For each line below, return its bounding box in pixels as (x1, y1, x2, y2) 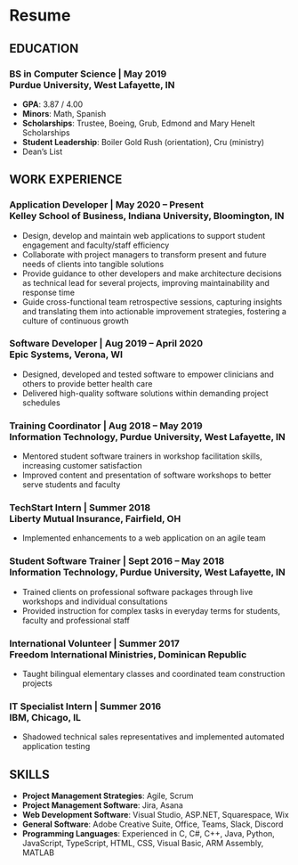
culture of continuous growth (21, 315, 129, 326)
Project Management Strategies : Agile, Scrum (21, 790, 194, 802)
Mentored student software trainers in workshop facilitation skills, (21, 451, 262, 461)
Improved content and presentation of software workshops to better (21, 469, 272, 481)
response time (21, 287, 76, 298)
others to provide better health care (21, 378, 153, 388)
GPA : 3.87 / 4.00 (21, 99, 84, 110)
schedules (21, 397, 60, 408)
